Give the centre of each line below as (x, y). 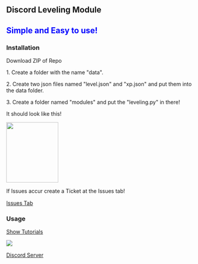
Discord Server (25, 255)
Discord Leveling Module (54, 10)
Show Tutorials (25, 232)
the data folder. (25, 90)
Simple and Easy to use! (52, 30)
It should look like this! (34, 114)
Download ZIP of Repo (34, 61)
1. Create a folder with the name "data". (55, 72)
